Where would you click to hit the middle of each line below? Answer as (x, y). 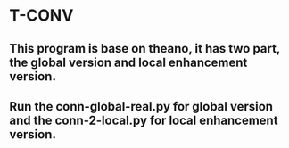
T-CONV (41, 16)
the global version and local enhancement (128, 62)
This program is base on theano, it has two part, (145, 49)
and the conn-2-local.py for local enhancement (144, 120)
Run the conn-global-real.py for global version (141, 107)
